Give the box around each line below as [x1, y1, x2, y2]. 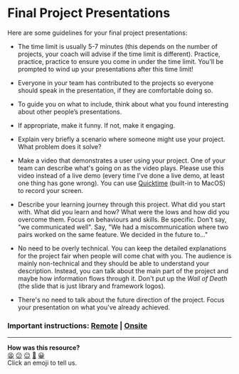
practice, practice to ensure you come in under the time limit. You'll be [17, 57, 224, 65]
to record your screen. [17, 186, 84, 194]
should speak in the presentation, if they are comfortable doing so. [17, 86, 213, 94]
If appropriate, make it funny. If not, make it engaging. [17, 121, 176, 129]
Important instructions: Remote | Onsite [7, 321, 148, 331]
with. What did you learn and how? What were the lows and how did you [17, 207, 230, 216]
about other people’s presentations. [17, 107, 122, 116]
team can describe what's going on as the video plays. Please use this [17, 163, 224, 172]
